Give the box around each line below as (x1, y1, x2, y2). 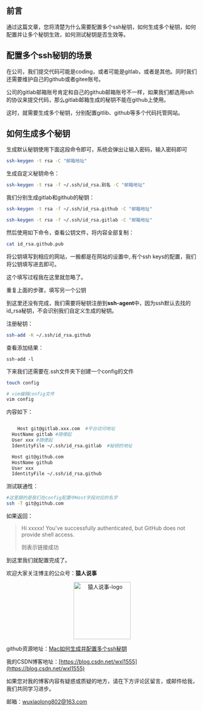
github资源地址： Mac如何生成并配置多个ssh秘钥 (6, 645, 128, 652)
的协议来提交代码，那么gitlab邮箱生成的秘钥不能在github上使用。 (6, 96, 170, 103)
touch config (6, 380, 40, 386)
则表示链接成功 (21, 544, 59, 551)
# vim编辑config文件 (6, 391, 55, 397)
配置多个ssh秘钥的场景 (6, 51, 92, 61)
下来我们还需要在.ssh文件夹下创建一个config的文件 (6, 367, 134, 375)
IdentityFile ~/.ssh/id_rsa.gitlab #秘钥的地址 (12, 442, 132, 449)
